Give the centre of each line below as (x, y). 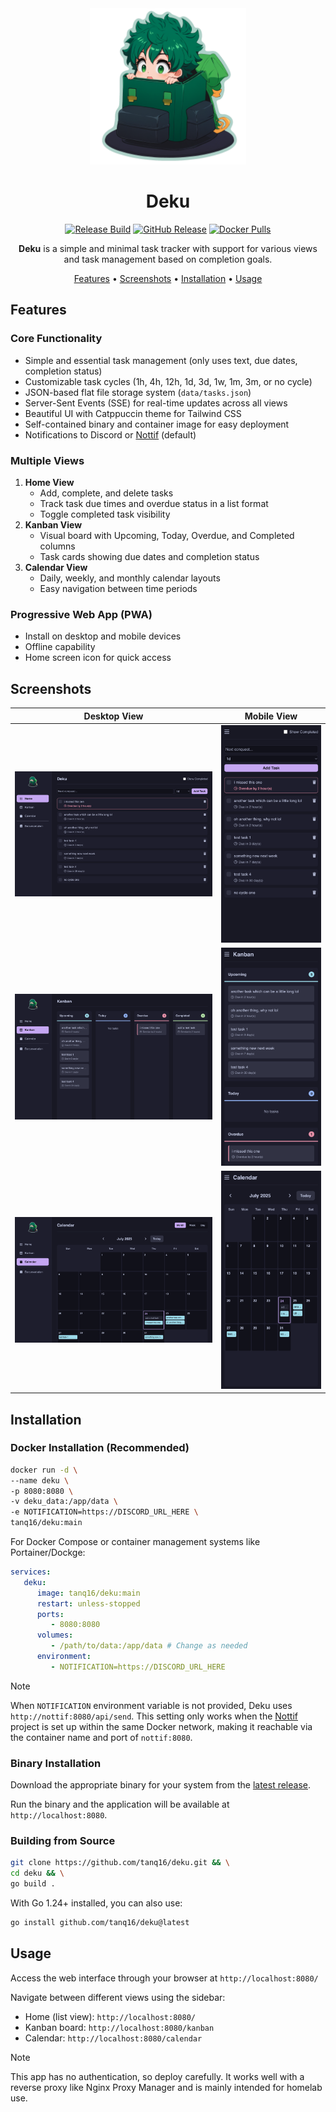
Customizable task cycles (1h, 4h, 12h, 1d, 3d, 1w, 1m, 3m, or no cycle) (168, 381)
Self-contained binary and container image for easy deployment (157, 424)
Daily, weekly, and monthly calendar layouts (130, 578)
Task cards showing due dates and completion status (149, 556)
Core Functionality (56, 339)
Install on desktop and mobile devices (103, 636)
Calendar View (56, 567)
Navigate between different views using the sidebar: (118, 1997)
